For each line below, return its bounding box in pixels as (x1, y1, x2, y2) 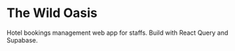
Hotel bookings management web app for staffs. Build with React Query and (6, 28, 229, 37)
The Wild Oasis (6, 5, 98, 21)
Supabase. (6, 35, 38, 44)
